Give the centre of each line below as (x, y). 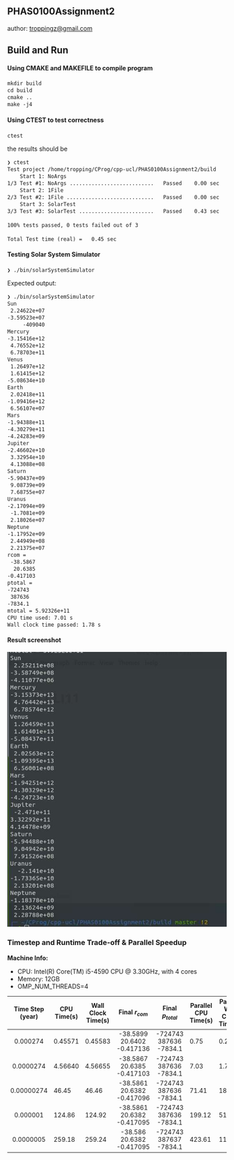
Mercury (18, 332)
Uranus (17, 499)
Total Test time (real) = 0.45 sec (62, 239)
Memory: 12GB (39, 979)
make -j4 (20, 105)
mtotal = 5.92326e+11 (39, 611)
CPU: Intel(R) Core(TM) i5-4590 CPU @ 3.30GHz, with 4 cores (107, 971)
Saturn (17, 471)
